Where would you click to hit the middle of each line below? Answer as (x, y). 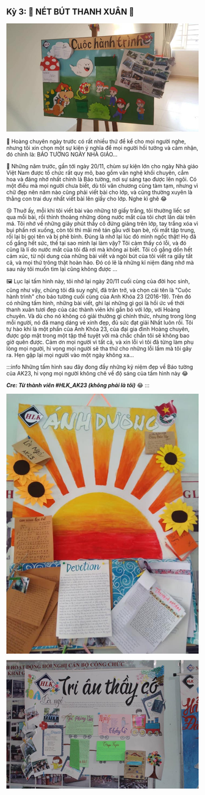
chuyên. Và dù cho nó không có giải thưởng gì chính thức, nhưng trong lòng (101, 316)
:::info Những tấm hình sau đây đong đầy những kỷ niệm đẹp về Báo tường (100, 367)
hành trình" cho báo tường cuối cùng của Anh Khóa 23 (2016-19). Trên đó (99, 297)
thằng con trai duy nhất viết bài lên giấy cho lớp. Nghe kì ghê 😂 (87, 199)
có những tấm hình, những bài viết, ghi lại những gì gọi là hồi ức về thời (95, 303)
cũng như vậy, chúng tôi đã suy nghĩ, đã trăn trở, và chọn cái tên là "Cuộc (99, 290)
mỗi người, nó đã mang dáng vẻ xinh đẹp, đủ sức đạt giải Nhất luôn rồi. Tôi (100, 323)
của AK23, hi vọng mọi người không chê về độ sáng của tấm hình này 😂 (97, 374)
